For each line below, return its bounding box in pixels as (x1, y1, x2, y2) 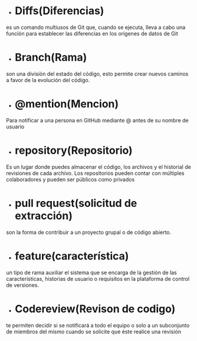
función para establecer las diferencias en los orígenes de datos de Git (6, 30, 178, 37)
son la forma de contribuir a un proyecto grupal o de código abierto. (6, 229, 172, 236)
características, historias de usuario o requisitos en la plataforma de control (6, 275, 190, 282)
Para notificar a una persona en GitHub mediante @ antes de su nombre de (6, 116, 189, 124)
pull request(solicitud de (14, 196, 137, 210)
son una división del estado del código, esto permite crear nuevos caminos (6, 70, 189, 77)
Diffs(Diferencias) (14, 4, 104, 18)
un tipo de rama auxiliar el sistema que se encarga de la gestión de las (6, 269, 177, 276)
